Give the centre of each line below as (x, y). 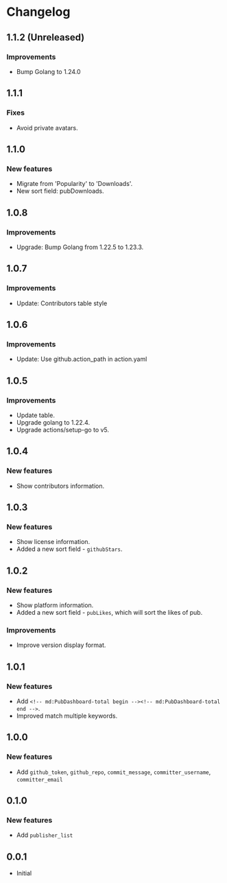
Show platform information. (55, 605)
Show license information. (53, 542)
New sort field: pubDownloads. (60, 191)
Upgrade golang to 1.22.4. (53, 422)
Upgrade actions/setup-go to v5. (63, 430)
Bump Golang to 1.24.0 (48, 71)
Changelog (38, 12)
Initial (24, 873)
